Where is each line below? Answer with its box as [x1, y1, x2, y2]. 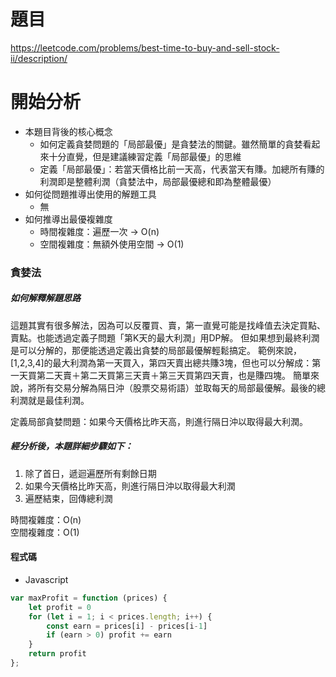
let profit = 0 [28, 602, 92, 612]
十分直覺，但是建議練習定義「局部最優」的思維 [48, 150, 242, 162]
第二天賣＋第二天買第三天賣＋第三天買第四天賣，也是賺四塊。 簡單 [36, 369, 311, 381]
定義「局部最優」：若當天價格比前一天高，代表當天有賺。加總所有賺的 [39, 163, 325, 175]
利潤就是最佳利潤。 [10, 394, 90, 406]
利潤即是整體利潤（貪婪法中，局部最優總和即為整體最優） [39, 175, 277, 187]
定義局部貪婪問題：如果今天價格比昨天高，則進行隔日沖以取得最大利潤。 [10, 415, 308, 427]
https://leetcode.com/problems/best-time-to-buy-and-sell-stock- [10, 41, 280, 54]
